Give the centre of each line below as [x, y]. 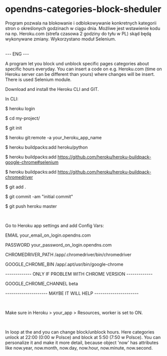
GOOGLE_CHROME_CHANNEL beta [42, 284]
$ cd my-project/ [22, 118]
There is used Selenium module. [38, 79]
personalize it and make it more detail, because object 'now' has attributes [82, 343]
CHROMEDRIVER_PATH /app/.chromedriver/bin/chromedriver [68, 254]
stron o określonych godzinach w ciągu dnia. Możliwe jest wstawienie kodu [83, 28]
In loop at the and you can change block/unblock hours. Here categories [80, 332]
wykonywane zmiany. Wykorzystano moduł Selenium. [60, 39]
